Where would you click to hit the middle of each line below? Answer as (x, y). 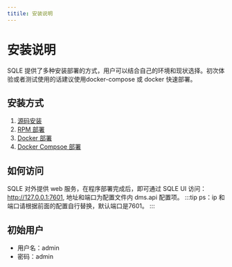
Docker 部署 (35, 138)
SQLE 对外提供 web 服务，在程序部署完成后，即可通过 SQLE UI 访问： (107, 189)
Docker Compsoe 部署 (49, 147)
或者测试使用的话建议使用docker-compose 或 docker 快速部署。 (105, 79)
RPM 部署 (31, 129)
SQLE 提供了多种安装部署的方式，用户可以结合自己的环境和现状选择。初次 (113, 71)
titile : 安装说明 (30, 13)
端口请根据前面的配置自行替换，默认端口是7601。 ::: (81, 206)
